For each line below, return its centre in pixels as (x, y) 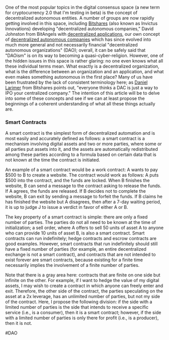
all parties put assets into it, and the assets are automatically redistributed (82, 149)
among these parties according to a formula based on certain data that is (81, 155)
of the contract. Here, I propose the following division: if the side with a (79, 302)
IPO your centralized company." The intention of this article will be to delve (82, 93)
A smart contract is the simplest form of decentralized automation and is (80, 133)
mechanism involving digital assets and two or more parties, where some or (83, 144)
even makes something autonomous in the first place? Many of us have (79, 77)
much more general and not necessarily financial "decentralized (72, 45)
